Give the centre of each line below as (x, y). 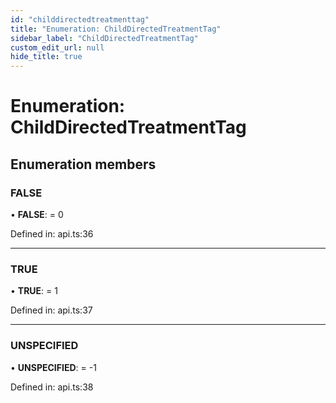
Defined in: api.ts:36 (52, 234)
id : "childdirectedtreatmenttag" (80, 19)
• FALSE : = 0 (37, 214)
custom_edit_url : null (57, 47)
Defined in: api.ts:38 (52, 387)
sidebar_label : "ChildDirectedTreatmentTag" (104, 38)
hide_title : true (46, 57)
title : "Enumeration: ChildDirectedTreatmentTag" (116, 29)
